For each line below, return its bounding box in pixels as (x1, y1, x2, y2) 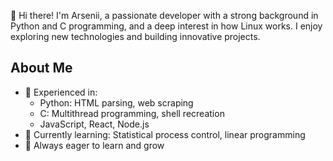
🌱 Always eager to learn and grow (24, 139, 165, 151)
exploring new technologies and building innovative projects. (10, 31, 261, 42)
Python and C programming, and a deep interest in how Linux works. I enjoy (10, 20, 323, 32)
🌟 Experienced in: (24, 86, 98, 98)
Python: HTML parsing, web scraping (39, 96, 194, 109)
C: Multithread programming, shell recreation (39, 107, 225, 119)
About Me (10, 60, 73, 77)
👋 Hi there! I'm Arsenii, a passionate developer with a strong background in (10, 10, 319, 21)
